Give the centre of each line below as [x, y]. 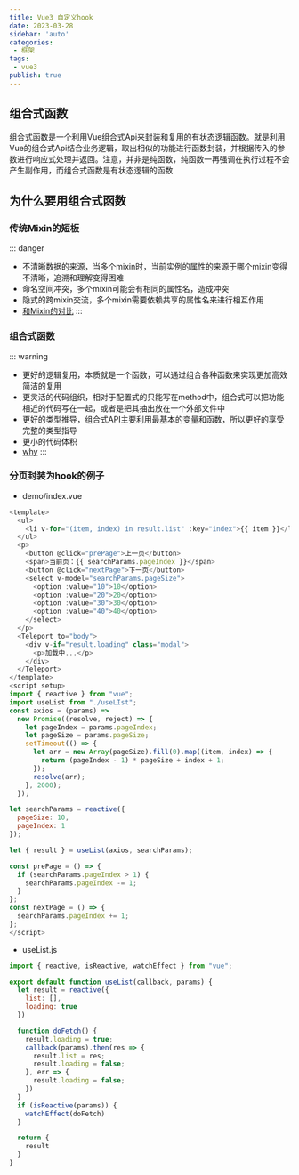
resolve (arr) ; [59, 777]
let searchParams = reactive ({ [67, 809]
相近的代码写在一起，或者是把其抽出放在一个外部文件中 [123, 408]
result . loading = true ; [69, 1039]
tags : [19, 59]
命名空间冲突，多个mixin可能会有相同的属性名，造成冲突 [125, 289]
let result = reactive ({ [63, 990]
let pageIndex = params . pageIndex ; [91, 727]
